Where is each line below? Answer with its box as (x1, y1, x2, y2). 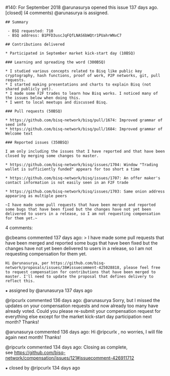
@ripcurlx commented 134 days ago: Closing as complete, (5, 344, 128, 350)
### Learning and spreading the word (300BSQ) (5, 60, 106, 65)
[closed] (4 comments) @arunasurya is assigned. (5, 10, 109, 16)
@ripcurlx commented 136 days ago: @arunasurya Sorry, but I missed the (5, 298, 160, 303)
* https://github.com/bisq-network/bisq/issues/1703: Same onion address (5, 189, 165, 194)
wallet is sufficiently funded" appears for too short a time (5, 167, 140, 172)
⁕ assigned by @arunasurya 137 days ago (5, 287, 93, 293)
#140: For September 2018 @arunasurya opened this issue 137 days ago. (5, 5, 159, 10)
